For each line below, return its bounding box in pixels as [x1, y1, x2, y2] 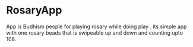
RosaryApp [6, 4, 62, 17]
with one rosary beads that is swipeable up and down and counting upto [6, 29, 183, 36]
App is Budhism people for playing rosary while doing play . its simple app [6, 23, 187, 30]
